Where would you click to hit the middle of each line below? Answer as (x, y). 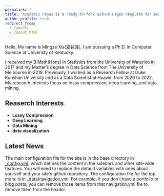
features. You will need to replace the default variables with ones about (77, 168)
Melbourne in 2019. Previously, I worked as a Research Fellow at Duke (75, 72)
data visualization (31, 131)
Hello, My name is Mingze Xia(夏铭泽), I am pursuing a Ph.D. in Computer (79, 47)
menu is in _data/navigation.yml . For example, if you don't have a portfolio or (82, 179)
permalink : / (18, 10)
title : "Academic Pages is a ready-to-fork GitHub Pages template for (78, 14)
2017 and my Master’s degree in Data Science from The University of (74, 67)
